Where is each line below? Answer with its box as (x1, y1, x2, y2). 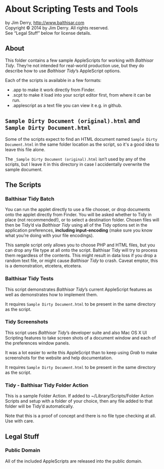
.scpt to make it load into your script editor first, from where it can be (12, 92, 151, 98)
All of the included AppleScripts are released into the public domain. (5, 458, 143, 464)
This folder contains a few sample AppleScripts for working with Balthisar (5, 57, 154, 63)
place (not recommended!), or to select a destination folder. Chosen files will (5, 217, 160, 223)
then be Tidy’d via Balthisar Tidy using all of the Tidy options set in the (5, 222, 148, 228)
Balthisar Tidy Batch (5, 195, 55, 202)
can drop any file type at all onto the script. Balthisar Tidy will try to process (5, 247, 158, 253)
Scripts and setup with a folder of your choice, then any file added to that (5, 398, 153, 404)
